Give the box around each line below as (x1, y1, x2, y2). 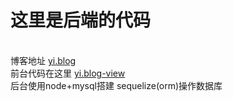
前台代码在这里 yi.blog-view (10, 67, 126, 79)
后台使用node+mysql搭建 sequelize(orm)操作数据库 (10, 79, 223, 91)
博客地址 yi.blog (10, 54, 77, 66)
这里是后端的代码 (10, 9, 152, 32)
